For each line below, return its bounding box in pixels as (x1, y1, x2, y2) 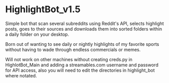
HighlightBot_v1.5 (5, 4, 81, 15)
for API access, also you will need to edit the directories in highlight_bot (5, 67, 155, 73)
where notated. (5, 72, 37, 78)
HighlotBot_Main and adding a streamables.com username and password (5, 62, 159, 68)
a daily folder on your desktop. (5, 31, 70, 37)
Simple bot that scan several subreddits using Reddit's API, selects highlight (5, 20, 164, 26)
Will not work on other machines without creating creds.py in (5, 56, 133, 62)
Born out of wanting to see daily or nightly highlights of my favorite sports (5, 41, 159, 47)
